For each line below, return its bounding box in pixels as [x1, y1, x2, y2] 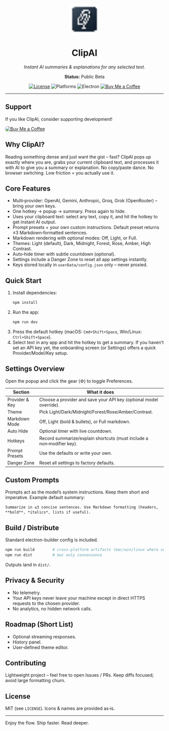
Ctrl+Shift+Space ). [12, 334, 52, 340]
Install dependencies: [12, 290, 57, 296]
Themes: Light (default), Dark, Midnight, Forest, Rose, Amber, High [12, 240, 151, 247]
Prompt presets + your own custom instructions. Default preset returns [12, 224, 159, 230]
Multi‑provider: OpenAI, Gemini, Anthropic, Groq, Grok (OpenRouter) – [12, 198, 157, 204]
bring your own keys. [12, 203, 56, 209]
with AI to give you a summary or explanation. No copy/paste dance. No [5, 165, 154, 171]
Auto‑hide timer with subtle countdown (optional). [12, 251, 116, 257]
